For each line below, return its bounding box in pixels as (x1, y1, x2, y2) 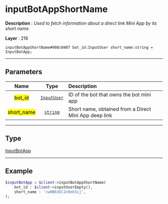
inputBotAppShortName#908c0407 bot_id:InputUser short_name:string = (5, 45, 153, 50)
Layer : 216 (5, 35, 28, 41)
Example (5, 167, 33, 175)
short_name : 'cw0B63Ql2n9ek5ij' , (14, 189, 86, 194)
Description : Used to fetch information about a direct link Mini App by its (5, 20, 157, 26)
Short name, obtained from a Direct (68, 106, 151, 113)
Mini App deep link (68, 112, 112, 119)
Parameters (5, 68, 42, 76)
